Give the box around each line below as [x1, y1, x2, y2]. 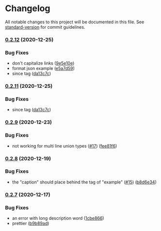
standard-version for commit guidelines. [5, 24, 85, 30]
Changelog [5, 3, 50, 14]
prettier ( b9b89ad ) [12, 220, 49, 226]
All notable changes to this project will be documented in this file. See [5, 19, 145, 25]
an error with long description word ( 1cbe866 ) [12, 215, 104, 221]
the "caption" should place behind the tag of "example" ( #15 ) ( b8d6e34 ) [12, 179, 157, 185]
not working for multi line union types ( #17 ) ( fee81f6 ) [12, 143, 117, 148]
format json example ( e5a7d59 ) [12, 66, 75, 71]
